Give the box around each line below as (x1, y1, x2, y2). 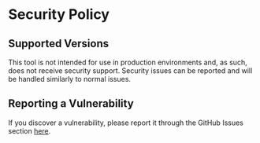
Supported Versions (8, 37, 109, 50)
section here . (8, 126, 51, 135)
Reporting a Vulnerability (8, 97, 134, 111)
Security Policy (8, 5, 110, 24)
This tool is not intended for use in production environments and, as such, (8, 57, 247, 67)
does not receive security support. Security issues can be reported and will (8, 66, 253, 75)
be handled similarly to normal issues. (8, 75, 132, 83)
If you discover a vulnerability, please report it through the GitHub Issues (8, 118, 244, 127)
